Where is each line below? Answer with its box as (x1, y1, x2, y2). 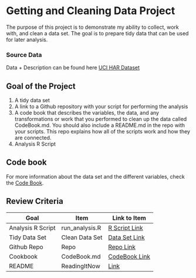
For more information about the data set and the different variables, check (6, 173, 185, 180)
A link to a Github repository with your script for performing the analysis (14, 103, 188, 110)
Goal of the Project (6, 81, 76, 91)
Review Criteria (6, 196, 63, 206)
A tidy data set (14, 97, 50, 104)
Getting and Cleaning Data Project (6, 4, 175, 18)
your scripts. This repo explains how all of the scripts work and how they (14, 128, 191, 135)
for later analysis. (6, 36, 48, 43)
